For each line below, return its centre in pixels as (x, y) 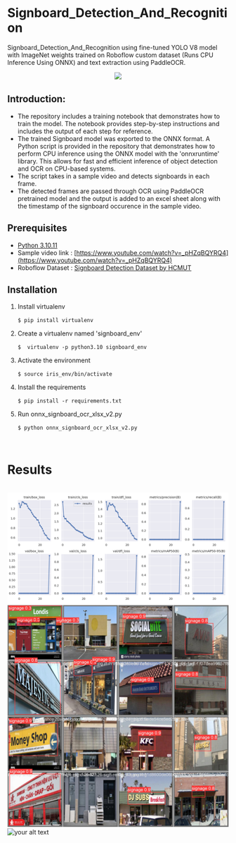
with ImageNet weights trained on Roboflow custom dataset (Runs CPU (111, 55)
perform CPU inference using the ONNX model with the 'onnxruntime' (118, 154)
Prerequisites (37, 228)
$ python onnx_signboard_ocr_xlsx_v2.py (77, 428)
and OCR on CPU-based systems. (66, 168)
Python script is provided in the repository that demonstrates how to (116, 146)
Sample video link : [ (47, 252)
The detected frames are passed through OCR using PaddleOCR (111, 191)
